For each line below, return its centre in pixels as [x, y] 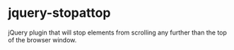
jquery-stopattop [59, 13]
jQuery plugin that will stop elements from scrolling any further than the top [117, 32]
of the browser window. [42, 39]
